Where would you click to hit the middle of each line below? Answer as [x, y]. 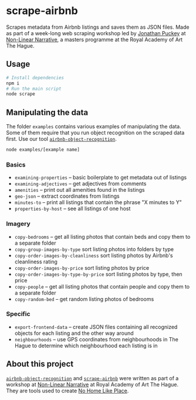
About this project [40, 364]
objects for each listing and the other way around [74, 333]
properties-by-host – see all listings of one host [72, 209]
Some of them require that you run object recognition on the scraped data [95, 133]
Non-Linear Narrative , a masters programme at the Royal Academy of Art [94, 39]
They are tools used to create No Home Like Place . [67, 391]
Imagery [18, 224]
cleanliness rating [36, 262]
